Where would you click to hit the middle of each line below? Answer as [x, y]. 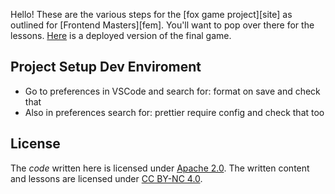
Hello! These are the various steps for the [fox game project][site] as [151, 14]
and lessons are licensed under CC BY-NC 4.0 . [106, 178]
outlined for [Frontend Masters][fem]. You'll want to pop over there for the [162, 25]
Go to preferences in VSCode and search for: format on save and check [172, 91]
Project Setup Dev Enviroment [106, 67]
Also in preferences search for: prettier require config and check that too [174, 112]
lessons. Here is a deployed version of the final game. [121, 35]
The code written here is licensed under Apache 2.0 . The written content [160, 168]
